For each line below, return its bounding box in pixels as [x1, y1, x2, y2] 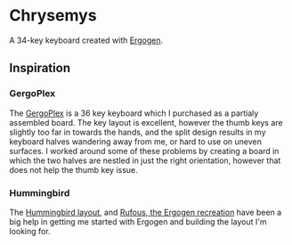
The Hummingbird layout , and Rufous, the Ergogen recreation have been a [9, 207, 282, 217]
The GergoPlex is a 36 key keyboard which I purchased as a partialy [9, 108, 259, 118]
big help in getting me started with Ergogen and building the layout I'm [9, 216, 267, 227]
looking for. [9, 225, 51, 236]
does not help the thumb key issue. [9, 164, 138, 175]
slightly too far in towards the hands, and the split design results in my [9, 127, 266, 137]
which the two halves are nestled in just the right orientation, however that [9, 155, 281, 166]
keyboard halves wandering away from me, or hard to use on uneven [9, 135, 263, 147]
